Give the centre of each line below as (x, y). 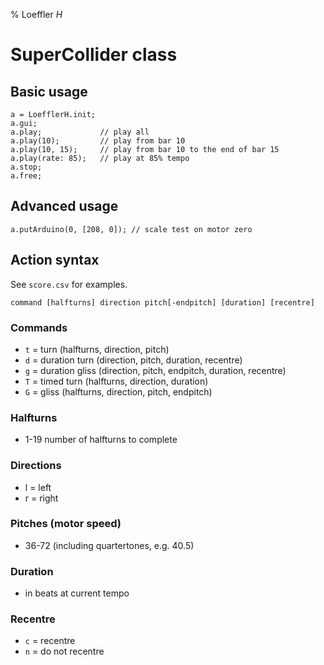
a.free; (26, 176)
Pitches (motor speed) (66, 524)
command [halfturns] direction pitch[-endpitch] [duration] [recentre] (162, 302)
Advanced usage (64, 206)
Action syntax (55, 260)
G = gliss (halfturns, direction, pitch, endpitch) (118, 391)
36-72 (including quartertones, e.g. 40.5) (109, 545)
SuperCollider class (94, 55)
